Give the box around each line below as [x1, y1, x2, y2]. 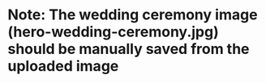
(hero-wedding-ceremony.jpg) [7, 23, 220, 41]
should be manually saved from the [7, 40, 250, 58]
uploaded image [7, 57, 119, 76]
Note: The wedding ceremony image [7, 6, 258, 24]
